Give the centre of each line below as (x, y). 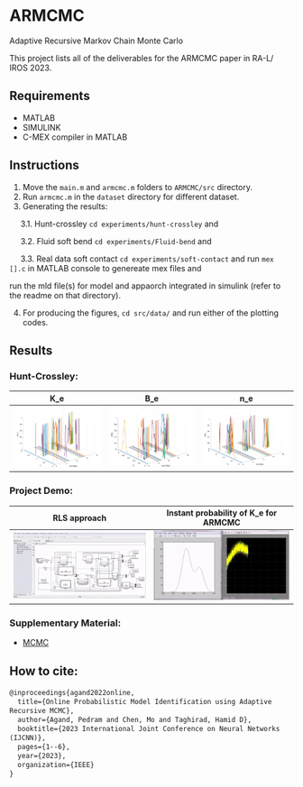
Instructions (44, 165)
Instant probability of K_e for (222, 513)
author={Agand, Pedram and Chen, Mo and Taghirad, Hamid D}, (135, 719)
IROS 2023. (31, 68)
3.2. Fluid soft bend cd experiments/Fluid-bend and (116, 241)
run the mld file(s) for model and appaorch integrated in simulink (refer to (145, 286)
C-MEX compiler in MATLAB (75, 137)
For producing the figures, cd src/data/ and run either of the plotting (151, 313)
